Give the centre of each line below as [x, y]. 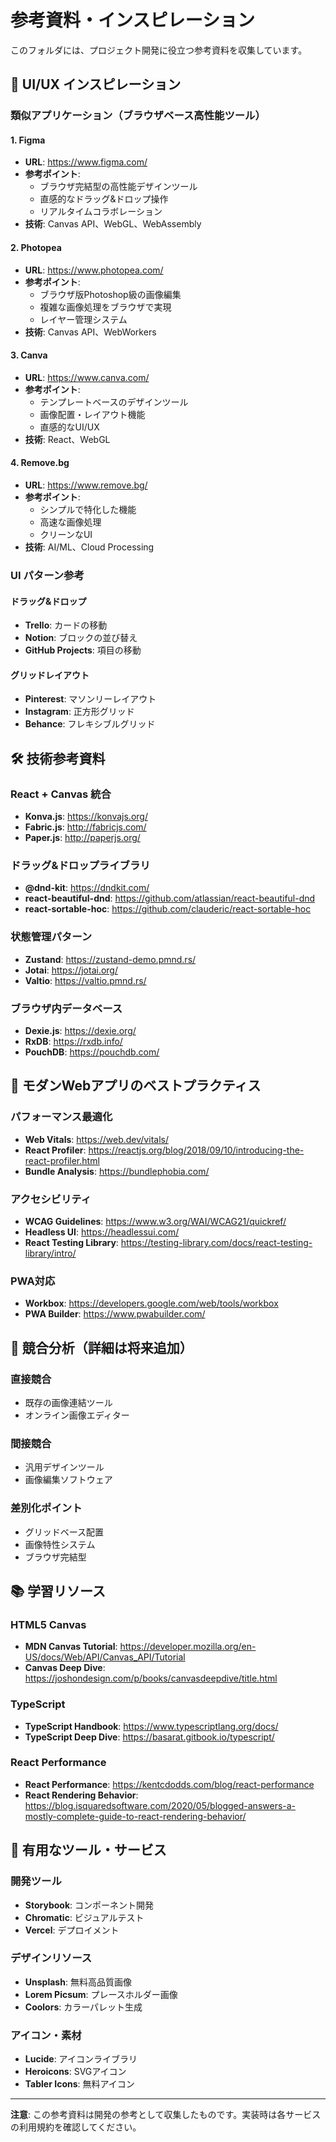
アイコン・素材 [46, 2035]
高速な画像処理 [70, 522]
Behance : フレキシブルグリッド [90, 724]
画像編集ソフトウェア [68, 1480]
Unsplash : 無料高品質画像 [78, 1982]
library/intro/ [50, 1253]
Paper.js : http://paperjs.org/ [82, 838]
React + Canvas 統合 [61, 794]
